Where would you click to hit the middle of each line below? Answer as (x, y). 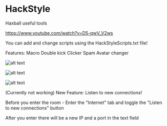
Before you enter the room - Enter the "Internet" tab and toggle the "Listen (84, 102)
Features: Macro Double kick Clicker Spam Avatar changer (67, 53)
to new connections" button (35, 108)
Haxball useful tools (26, 23)
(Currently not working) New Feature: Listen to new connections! (74, 92)
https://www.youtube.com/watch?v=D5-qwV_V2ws (59, 33)
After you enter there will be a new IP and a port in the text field (72, 118)
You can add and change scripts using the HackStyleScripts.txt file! (76, 43)
